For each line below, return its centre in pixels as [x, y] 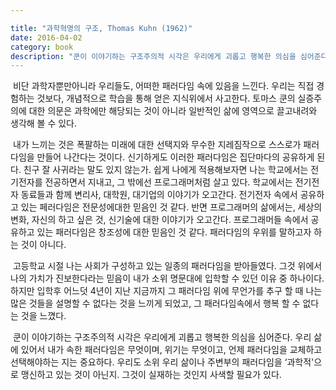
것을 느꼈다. [43, 316]
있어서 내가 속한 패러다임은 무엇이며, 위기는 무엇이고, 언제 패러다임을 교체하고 [171, 350]
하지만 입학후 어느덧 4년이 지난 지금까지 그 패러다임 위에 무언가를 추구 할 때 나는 [166, 291]
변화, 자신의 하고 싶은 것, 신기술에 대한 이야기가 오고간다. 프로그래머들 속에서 [159, 220]
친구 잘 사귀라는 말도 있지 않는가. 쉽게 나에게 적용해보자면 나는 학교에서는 [166, 170]
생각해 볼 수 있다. [44, 123]
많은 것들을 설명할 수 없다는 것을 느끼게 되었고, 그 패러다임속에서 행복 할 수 [155, 303]
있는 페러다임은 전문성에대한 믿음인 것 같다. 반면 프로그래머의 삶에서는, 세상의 [171, 207]
